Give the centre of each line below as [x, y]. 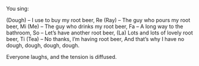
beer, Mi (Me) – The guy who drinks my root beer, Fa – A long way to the [95, 26]
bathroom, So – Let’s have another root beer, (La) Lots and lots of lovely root [99, 33]
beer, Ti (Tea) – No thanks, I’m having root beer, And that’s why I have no [95, 39]
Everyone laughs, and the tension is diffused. [62, 57]
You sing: [18, 9]
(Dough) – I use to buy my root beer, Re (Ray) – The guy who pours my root [98, 20]
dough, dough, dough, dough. [43, 45]
